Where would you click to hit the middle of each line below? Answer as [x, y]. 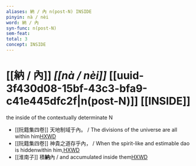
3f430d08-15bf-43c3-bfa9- [77, 89]
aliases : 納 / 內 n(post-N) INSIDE [49, 12]
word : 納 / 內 [23, 22]
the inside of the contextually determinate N [60, 117]
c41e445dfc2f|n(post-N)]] [72, 101]
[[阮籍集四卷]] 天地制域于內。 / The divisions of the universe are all [96, 129]
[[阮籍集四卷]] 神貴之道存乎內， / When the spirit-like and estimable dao [102, 143]
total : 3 [17, 39]
